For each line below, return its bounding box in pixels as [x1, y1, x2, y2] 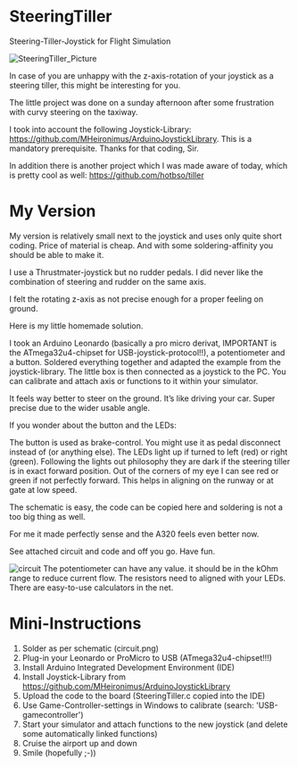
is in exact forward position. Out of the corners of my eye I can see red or [9, 465, 279, 476]
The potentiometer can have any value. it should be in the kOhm [43, 563, 278, 573]
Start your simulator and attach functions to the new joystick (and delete [21, 719, 288, 729]
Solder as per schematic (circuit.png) [21, 643, 159, 654]
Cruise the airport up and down [21, 738, 137, 748]
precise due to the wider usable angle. [9, 402, 151, 413]
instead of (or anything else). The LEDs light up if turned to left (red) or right [9, 446, 288, 457]
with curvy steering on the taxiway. [9, 106, 138, 117]
